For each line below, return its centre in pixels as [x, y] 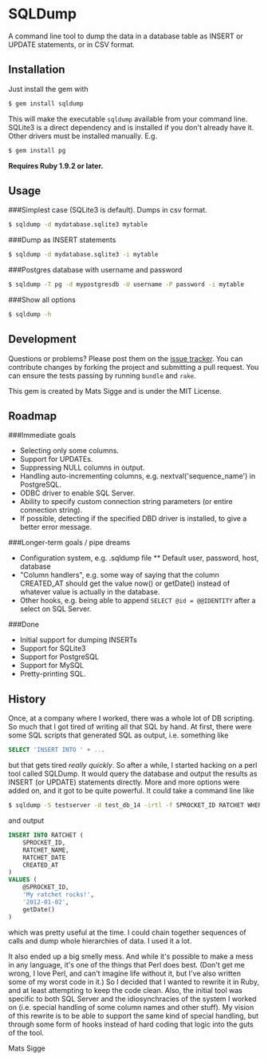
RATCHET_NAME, [46, 850]
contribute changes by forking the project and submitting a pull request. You [134, 367]
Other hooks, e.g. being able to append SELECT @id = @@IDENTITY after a [138, 601]
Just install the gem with [49, 89]
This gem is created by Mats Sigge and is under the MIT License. [115, 391]
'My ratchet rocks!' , [58, 895]
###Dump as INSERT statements [62, 240]
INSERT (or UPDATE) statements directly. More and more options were [124, 782]
